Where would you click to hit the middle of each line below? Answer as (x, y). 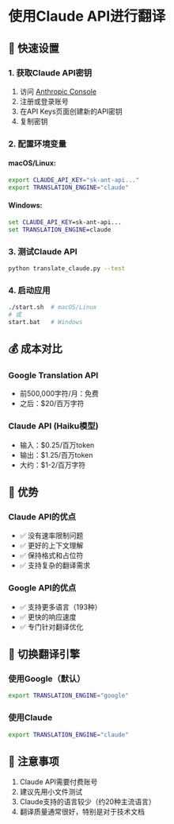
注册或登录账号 (44, 101)
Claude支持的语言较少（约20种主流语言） (87, 802)
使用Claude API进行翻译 (87, 16)
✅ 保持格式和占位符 (51, 555)
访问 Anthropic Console (58, 91)
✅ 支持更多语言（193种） (61, 607)
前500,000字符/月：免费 (59, 393)
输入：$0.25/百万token (57, 445)
